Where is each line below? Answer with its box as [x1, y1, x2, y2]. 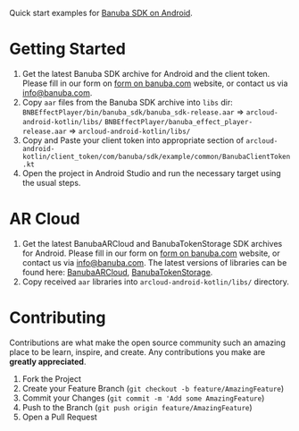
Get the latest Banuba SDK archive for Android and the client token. [21, 68, 270, 79]
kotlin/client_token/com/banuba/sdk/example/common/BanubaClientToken [21, 152, 291, 161]
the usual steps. [21, 177, 81, 188]
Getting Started [9, 39, 127, 59]
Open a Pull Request [21, 411, 98, 422]
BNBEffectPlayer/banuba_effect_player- [104, 117, 253, 126]
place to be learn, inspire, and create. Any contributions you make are [9, 346, 266, 357]
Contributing [9, 308, 106, 328]
